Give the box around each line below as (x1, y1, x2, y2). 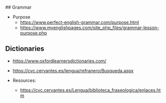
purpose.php (20, 30, 47, 36)
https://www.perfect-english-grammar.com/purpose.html (20, 20, 139, 25)
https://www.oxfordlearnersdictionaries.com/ (12, 58, 107, 64)
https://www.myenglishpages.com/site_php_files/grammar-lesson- (20, 25, 159, 31)
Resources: (12, 77, 36, 83)
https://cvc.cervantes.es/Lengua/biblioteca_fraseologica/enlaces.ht (20, 87, 161, 93)
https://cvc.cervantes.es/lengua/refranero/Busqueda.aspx (12, 67, 134, 73)
